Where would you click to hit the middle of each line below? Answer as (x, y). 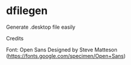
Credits (15, 38)
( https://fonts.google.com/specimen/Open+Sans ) (66, 56)
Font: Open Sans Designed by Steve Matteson (62, 49)
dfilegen (27, 11)
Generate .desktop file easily (41, 27)
